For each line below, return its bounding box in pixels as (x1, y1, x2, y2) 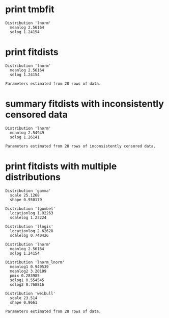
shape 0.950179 (10, 197, 42, 202)
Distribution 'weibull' (5, 291, 56, 296)
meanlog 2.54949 (10, 130, 44, 135)
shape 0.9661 (10, 300, 38, 305)
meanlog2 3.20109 (10, 268, 47, 274)
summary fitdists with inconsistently (5, 98, 164, 110)
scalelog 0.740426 (10, 233, 49, 238)
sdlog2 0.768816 (10, 282, 44, 287)
